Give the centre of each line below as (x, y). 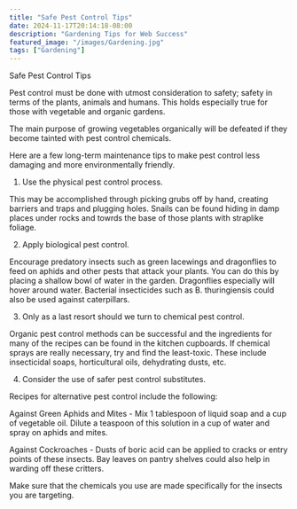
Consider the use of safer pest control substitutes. (114, 380)
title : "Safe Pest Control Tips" (71, 17)
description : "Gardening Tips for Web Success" (99, 34)
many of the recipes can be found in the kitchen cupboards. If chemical (140, 343)
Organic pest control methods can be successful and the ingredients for (141, 334)
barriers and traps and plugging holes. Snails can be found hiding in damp (145, 208)
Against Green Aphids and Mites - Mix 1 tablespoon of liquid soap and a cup (148, 414)
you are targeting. (42, 495)
